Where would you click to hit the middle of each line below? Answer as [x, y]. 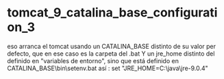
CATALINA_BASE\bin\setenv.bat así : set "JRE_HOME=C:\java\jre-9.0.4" [108, 68]
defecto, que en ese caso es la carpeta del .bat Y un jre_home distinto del [111, 54]
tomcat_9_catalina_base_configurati [112, 13]
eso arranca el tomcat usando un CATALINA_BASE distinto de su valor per [111, 46]
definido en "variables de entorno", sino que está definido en [93, 60]
